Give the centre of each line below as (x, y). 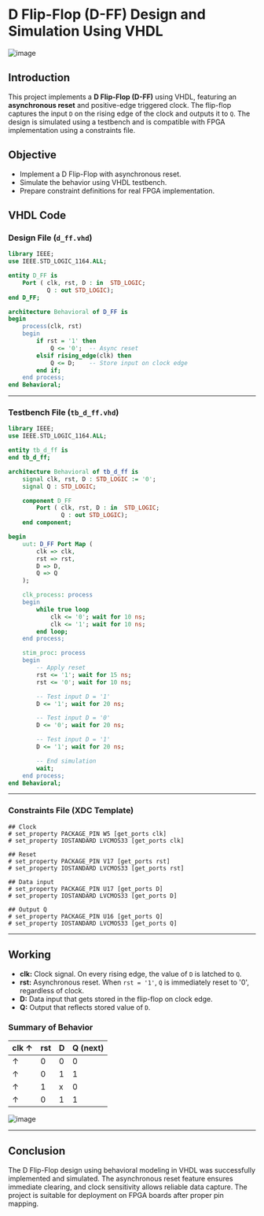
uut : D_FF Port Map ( (57, 544)
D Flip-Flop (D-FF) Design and (107, 15)
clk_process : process (57, 595)
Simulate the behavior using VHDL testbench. (93, 182)
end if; (49, 370)
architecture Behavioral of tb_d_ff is (73, 471)
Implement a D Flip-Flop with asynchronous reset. (100, 174)
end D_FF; (24, 298)
